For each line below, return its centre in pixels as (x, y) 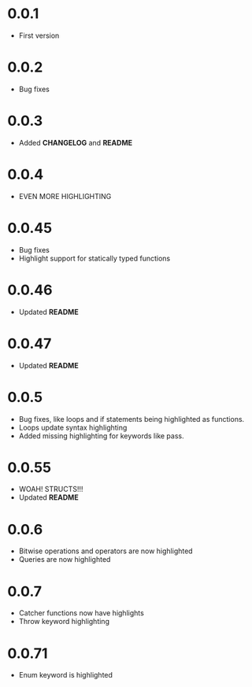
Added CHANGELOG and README (76, 142)
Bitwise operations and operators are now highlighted (106, 551)
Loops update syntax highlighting (73, 427)
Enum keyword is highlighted (66, 675)
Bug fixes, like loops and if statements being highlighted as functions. (132, 419)
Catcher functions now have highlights (82, 613)
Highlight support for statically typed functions (94, 258)
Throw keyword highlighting (64, 622)
